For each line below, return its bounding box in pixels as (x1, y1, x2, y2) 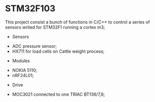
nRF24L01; (12, 72, 34, 78)
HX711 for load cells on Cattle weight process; (12, 48, 105, 54)
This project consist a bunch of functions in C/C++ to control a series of (5, 19, 150, 25)
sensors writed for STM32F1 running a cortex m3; (5, 24, 105, 30)
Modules (12, 58, 30, 63)
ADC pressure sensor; (12, 43, 57, 49)
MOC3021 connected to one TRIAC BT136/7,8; (12, 91, 105, 97)
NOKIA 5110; (12, 67, 38, 73)
